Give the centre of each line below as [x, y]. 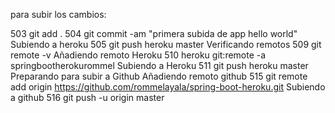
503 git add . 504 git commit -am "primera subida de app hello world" [154, 33]
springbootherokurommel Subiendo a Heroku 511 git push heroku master [159, 65]
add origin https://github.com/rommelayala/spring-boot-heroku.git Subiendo [168, 87]
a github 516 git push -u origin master [87, 97]
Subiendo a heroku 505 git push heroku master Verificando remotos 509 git [166, 44]
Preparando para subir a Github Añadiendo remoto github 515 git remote [159, 76]
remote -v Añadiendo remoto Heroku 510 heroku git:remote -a [138, 55]
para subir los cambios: [58, 14]
